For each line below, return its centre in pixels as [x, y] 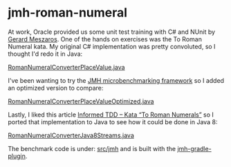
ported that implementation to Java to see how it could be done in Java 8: [113, 121]
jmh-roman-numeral [67, 13]
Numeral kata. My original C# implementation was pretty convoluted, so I [112, 46]
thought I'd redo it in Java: [45, 54]
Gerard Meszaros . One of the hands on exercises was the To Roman [105, 39]
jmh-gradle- [194, 148]
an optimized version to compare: [56, 88]
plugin [17, 156]
